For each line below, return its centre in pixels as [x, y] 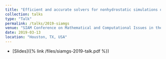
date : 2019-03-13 [23, 32]
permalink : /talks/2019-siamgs [37, 23]
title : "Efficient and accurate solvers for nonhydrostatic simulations [82, 10]
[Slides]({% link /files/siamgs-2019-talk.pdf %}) [61, 51]
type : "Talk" [19, 19]
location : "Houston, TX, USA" [36, 37]
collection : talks [24, 14]
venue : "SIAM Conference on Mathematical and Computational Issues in [79, 28]
